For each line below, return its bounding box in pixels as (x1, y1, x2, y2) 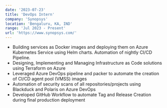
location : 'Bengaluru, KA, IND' (5, 21, 72, 26)
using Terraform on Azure (12, 65, 66, 71)
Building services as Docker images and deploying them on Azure (12, 44, 148, 50)
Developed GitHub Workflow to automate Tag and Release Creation (12, 92, 151, 98)
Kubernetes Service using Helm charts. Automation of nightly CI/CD (12, 49, 152, 55)
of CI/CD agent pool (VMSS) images (12, 76, 87, 82)
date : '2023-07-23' (5, 7, 46, 12)
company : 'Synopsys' (5, 16, 48, 21)
